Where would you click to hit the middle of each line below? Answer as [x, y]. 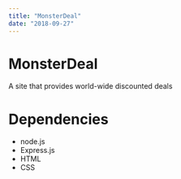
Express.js [37, 151]
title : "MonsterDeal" [45, 16]
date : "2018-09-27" [41, 24]
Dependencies [58, 119]
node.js [33, 142]
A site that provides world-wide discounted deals [90, 86]
